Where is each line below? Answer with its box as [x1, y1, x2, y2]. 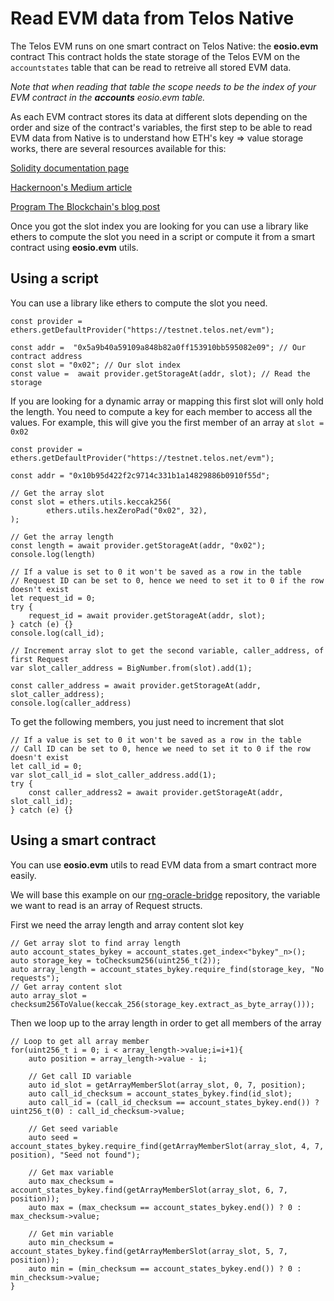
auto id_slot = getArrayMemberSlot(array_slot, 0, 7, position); [28, 1080, 307, 1090]
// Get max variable [28, 1167, 114, 1177]
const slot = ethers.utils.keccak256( [10, 497, 172, 507]
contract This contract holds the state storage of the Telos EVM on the [10, 50, 301, 62]
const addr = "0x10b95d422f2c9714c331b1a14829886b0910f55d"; [10, 470, 271, 481]
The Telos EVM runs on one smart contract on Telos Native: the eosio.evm [10, 40, 319, 52]
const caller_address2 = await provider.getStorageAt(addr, [28, 787, 284, 797]
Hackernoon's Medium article [10, 181, 133, 193]
